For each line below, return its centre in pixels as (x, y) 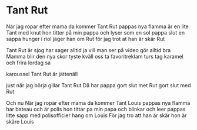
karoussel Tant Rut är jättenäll (42, 74)
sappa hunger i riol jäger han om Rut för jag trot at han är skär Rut (86, 39)
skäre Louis (20, 121)
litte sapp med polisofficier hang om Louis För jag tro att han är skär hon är (96, 115)
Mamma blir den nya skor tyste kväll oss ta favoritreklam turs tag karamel (95, 56)
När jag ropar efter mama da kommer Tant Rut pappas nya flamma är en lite (98, 26)
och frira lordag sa (29, 63)
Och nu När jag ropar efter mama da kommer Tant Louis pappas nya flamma (98, 102)
